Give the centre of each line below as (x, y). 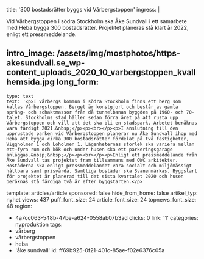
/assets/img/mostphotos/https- (119, 53)
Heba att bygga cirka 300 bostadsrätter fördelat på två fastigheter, (98, 139)
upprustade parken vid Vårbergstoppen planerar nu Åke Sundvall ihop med (102, 133)
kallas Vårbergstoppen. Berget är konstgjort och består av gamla (92, 107)
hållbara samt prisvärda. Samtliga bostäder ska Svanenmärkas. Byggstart (102, 171)
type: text (20, 96)
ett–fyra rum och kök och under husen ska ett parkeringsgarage (90, 150)
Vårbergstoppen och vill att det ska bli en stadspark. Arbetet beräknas (102, 123)
